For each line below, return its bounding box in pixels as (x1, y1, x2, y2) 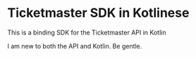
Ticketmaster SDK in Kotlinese (7, 5, 190, 21)
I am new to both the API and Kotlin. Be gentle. (7, 42, 142, 50)
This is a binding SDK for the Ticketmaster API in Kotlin (7, 28, 166, 37)
